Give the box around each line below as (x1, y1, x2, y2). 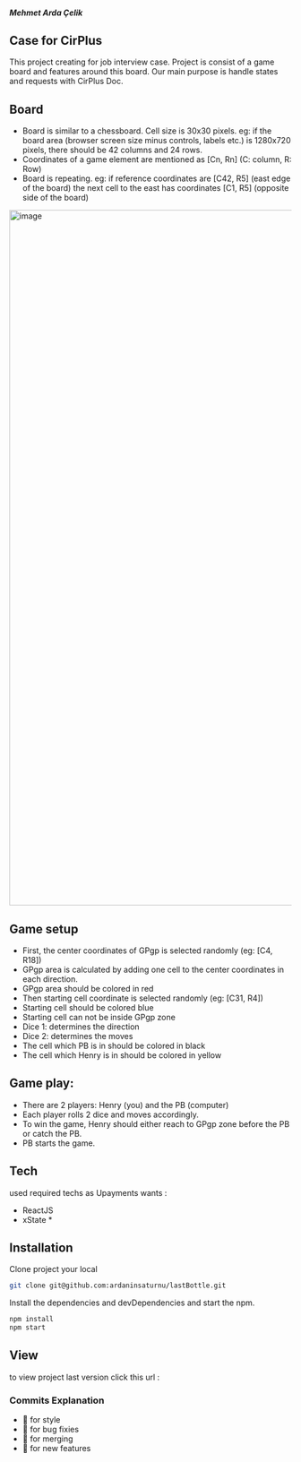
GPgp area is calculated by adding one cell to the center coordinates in (21, 964, 285, 976)
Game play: (9, 1076, 74, 1091)
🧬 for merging (21, 1433, 73, 1444)
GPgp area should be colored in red (21, 984, 154, 994)
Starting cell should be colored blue (21, 1002, 154, 1013)
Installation (9, 1241, 73, 1256)
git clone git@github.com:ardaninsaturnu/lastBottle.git (9, 1281, 227, 1290)
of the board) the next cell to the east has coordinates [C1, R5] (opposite (21, 183, 289, 193)
